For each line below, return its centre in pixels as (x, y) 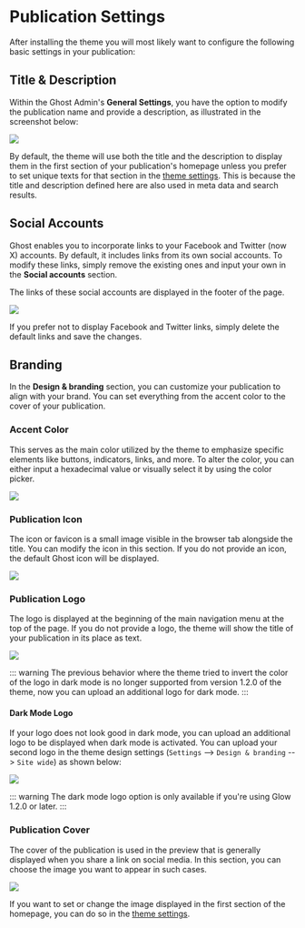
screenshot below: (44, 121)
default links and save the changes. (76, 336)
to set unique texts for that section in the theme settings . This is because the (152, 176)
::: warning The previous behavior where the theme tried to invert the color (149, 673)
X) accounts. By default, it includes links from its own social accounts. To (146, 255)
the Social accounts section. (64, 274)
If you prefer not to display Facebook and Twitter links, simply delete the (144, 327)
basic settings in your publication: (73, 51)
